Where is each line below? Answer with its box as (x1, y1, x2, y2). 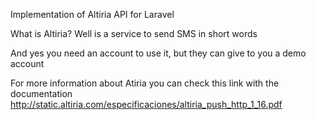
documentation (10, 88, 73, 99)
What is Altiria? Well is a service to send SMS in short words (10, 28, 258, 39)
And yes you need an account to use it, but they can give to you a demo (10, 47, 307, 59)
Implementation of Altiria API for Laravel (10, 9, 175, 20)
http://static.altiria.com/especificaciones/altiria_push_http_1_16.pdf (10, 99, 283, 110)
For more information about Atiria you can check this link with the (10, 77, 280, 89)
